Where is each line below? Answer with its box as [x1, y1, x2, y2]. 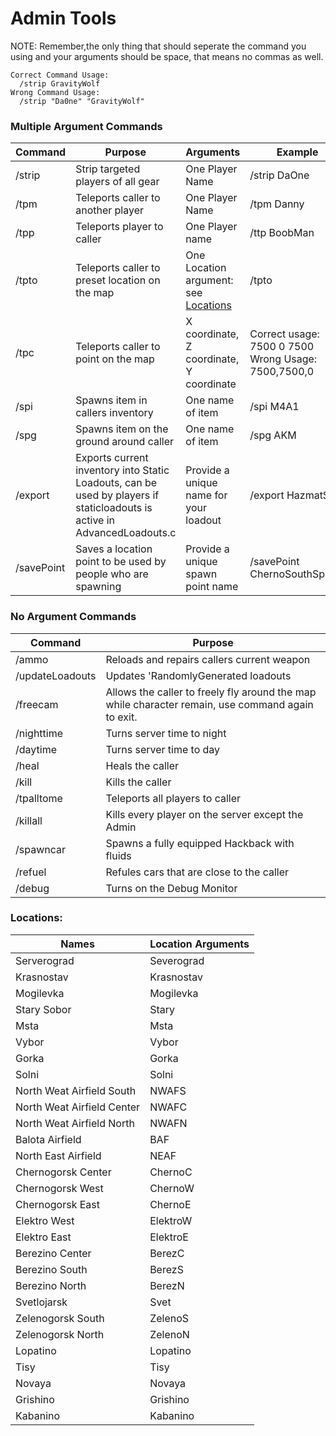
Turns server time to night [105, 726, 227, 740]
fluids [105, 848, 132, 862]
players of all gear [75, 175, 160, 189]
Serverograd [15, 953, 75, 967]
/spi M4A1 [249, 400, 300, 414]
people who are [75, 567, 149, 581]
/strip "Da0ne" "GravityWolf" [19, 96, 145, 106]
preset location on [75, 273, 161, 287]
